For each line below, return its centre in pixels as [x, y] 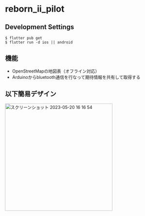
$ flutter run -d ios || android [39, 42]
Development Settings [40, 27]
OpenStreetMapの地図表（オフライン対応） [56, 71]
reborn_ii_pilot [35, 9]
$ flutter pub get [24, 38]
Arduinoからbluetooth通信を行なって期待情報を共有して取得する [76, 77]
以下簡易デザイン [31, 94]
